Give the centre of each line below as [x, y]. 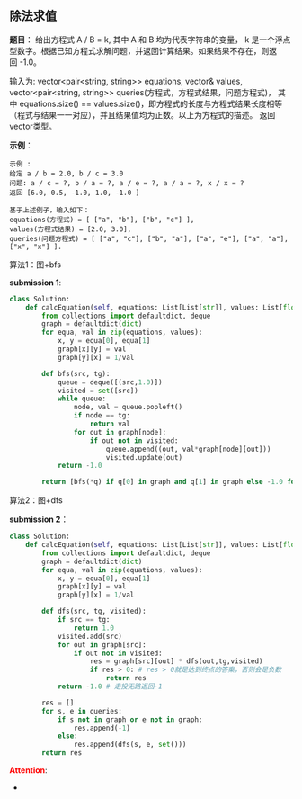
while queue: [81, 399]
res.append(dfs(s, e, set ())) [130, 745]
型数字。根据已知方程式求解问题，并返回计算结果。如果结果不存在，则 [139, 50]
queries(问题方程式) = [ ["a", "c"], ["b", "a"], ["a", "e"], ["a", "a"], [149, 238]
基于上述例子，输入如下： [49, 210]
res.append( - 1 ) [102, 728]
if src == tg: [84, 620]
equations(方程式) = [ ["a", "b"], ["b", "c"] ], [102, 220]
